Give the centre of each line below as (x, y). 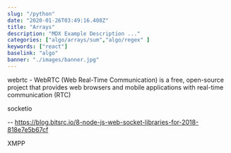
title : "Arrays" (31, 27)
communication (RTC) (39, 94)
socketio (20, 108)
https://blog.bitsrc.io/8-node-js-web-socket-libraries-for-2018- (107, 122)
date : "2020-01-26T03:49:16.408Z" (58, 20)
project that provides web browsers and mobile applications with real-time (115, 87)
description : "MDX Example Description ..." (74, 33)
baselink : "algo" (33, 54)
